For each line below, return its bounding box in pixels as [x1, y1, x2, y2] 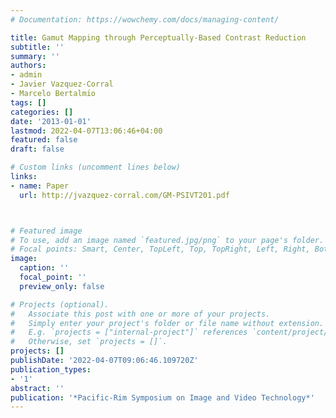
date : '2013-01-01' [10, 116, 92, 126]
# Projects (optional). [10, 299, 110, 310]
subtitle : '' [10, 42, 65, 52]
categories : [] [10, 107, 74, 117]
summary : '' [10, 51, 60, 61]
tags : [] [10, 97, 47, 108]
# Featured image [10, 226, 83, 236]
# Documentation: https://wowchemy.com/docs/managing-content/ [10, 14, 280, 25]
